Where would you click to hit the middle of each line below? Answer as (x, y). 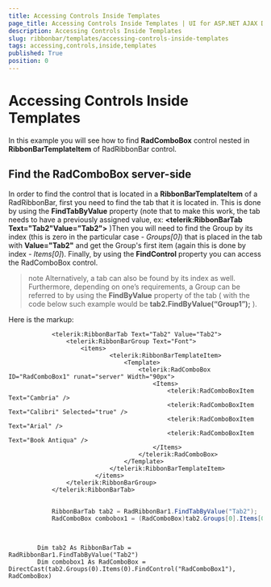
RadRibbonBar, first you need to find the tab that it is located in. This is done (135, 202)
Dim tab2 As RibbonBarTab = (84, 548)
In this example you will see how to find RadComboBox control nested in (129, 140)
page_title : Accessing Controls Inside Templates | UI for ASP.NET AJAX (133, 23)
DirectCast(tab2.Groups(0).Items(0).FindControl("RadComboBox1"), (122, 569)
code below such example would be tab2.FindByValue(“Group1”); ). (143, 304)
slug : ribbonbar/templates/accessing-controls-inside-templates (119, 38)
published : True (35, 53)
